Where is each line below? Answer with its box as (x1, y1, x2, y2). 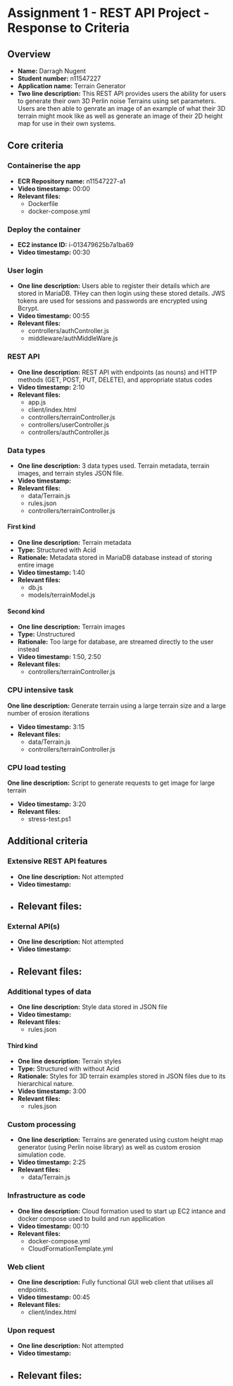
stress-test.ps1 (27, 814, 72, 823)
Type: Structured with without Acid (17, 1064, 120, 1073)
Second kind (7, 607, 45, 615)
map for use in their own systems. (17, 119, 116, 128)
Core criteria (7, 140, 64, 152)
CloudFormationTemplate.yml (27, 1244, 114, 1253)
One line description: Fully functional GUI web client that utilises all (17, 1278, 213, 1286)
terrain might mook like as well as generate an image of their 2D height (17, 112, 223, 120)
